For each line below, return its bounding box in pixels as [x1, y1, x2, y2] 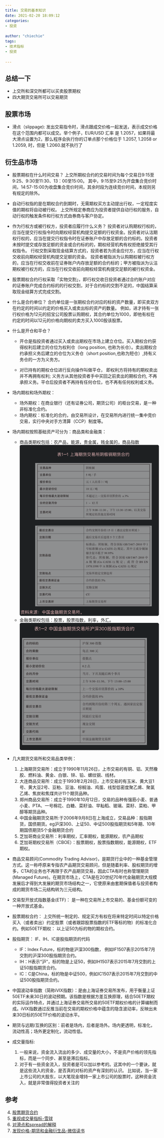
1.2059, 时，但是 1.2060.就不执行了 [12, 142, 83, 148]
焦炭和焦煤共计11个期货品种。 [32, 791, 92, 797]
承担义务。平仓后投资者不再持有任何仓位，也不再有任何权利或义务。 [19, 379, 157, 385]
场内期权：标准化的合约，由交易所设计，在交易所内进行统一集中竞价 [19, 412, 157, 418]
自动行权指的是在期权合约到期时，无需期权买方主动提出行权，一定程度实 [12, 201, 158, 206]
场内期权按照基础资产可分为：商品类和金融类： [12, 429, 106, 434]
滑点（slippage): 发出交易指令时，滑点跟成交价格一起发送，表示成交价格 [12, 124, 158, 130]
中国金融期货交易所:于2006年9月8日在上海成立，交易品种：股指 [19, 815, 148, 821]
